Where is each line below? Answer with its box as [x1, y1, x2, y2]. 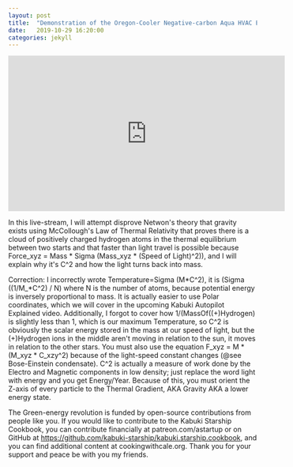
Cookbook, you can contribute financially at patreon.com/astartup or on [8, 424, 242, 435]
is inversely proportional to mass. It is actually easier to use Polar [8, 292, 220, 301]
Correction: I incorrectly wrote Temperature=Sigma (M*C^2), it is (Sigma [8, 275, 245, 284]
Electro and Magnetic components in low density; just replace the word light [8, 367, 256, 377]
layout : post [8, 11, 51, 20]
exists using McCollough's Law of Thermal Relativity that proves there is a [8, 226, 250, 235]
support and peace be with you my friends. [8, 450, 148, 459]
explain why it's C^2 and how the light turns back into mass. [8, 260, 204, 269]
